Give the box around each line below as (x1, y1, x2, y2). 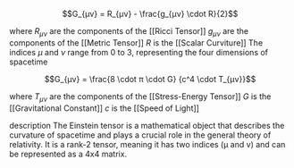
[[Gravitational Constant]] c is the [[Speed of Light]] (9, 103, 199, 113)
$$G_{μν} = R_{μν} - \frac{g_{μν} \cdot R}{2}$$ (62, 9, 239, 19)
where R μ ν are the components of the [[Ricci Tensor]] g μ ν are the (9, 26, 248, 38)
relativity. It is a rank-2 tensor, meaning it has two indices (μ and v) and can (9, 139, 286, 149)
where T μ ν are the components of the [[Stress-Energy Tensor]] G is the (9, 90, 272, 104)
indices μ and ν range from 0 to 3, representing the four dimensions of (9, 46, 269, 57)
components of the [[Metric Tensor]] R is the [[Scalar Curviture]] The (9, 37, 264, 48)
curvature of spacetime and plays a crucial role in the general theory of (9, 130, 272, 140)
